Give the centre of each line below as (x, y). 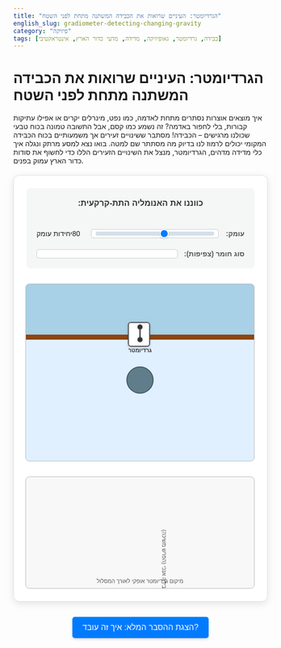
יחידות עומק (55, 234)
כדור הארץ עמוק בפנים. (48, 161)
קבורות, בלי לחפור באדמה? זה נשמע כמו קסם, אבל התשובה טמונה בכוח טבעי (130, 127)
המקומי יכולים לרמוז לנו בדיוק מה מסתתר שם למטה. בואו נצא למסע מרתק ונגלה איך (140, 144)
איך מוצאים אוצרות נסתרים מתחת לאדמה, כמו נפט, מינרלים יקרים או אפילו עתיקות (138, 118)
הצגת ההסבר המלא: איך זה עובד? (140, 628)
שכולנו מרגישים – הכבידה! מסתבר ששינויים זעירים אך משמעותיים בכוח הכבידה (132, 135)
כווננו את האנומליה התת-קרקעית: (140, 203)
